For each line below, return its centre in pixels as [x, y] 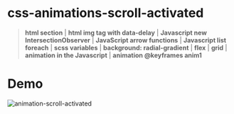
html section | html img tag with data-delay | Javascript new [116, 33]
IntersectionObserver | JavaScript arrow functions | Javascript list [125, 40]
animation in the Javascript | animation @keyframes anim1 [113, 55]
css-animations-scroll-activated [106, 13]
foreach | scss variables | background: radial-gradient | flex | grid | [126, 47]
